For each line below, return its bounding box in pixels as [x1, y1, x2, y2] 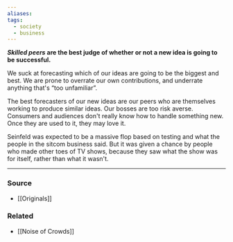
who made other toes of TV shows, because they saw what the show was [7, 147, 218, 156]
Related [7, 212, 34, 221]
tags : [7, 17, 23, 24]
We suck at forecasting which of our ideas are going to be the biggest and [7, 69, 220, 77]
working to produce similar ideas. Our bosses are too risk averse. [7, 104, 193, 113]
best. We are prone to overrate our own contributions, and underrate [7, 77, 203, 85]
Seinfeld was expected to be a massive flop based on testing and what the [7, 133, 221, 141]
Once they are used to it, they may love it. [7, 119, 126, 128]
